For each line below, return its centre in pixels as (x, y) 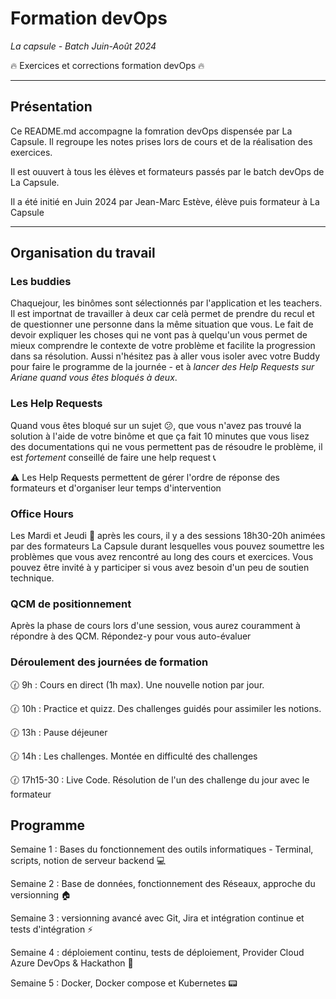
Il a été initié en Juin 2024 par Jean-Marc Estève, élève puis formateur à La (165, 201)
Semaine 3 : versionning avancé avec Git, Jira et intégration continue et (157, 918)
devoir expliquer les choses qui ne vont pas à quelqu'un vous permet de (159, 335)
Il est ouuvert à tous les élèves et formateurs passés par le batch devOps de (167, 171)
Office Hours (42, 514)
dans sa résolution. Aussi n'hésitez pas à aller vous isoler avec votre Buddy (165, 356)
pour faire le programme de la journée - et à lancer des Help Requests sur (162, 367)
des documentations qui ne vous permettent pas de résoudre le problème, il (166, 446)
